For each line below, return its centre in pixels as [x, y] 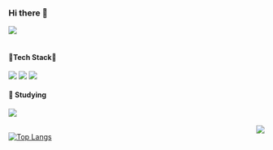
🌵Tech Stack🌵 [32, 57]
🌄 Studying [28, 95]
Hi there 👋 [28, 13]
